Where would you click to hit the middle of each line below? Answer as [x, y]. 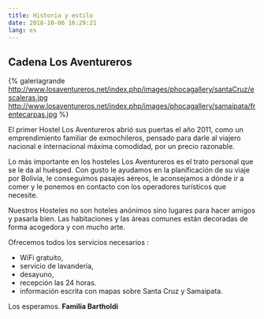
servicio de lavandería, [56, 266]
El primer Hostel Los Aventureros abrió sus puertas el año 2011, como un [126, 130]
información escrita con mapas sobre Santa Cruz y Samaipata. [121, 291]
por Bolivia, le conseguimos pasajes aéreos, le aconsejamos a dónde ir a [126, 179]
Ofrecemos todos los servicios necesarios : [79, 243]
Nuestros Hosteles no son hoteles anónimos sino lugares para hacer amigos [132, 210]
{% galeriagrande [37, 81]
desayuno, [37, 274]
